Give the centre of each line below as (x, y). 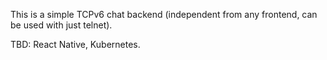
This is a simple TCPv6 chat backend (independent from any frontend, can (164, 14)
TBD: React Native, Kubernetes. (75, 44)
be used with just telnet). (61, 25)
